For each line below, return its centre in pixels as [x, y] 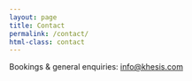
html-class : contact [47, 42]
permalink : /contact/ [49, 33]
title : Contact [37, 26]
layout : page [33, 17]
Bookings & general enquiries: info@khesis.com [96, 67]
